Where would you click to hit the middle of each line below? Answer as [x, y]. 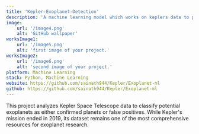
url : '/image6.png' [41, 61]
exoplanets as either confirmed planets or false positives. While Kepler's [94, 112]
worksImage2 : [22, 56]
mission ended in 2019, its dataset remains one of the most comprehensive [98, 118]
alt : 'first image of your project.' [63, 50]
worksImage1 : [22, 39]
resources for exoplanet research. [47, 125]
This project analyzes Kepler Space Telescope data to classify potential [93, 106]
